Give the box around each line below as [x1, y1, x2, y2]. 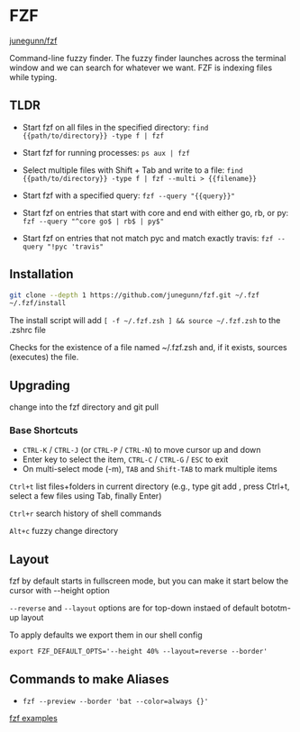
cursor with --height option [9, 585, 110, 596]
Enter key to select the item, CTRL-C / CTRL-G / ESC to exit [22, 454, 229, 465]
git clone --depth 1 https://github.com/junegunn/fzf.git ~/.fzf [9, 290, 259, 300]
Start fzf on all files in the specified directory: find [22, 122, 209, 132]
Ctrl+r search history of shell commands [9, 508, 162, 519]
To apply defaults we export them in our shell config [9, 629, 203, 640]
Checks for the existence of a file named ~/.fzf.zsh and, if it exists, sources [9, 342, 287, 353]
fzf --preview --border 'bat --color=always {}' [22, 697, 209, 707]
